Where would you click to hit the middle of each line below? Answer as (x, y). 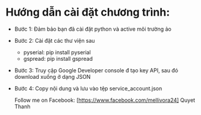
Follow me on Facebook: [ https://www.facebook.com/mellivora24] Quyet (105, 100)
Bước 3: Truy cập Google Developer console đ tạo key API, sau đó (96, 70)
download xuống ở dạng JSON (52, 76)
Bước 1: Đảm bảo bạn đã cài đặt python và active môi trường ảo (93, 29)
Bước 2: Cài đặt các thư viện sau (54, 40)
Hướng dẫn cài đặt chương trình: (88, 12)
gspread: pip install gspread (58, 58)
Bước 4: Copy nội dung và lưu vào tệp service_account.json (88, 88)
